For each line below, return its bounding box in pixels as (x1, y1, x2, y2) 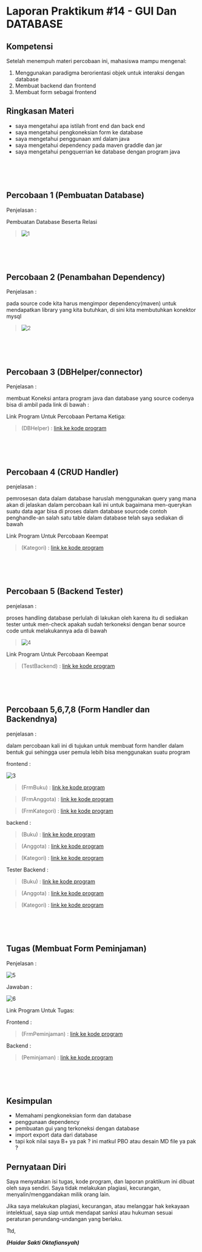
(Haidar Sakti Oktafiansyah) (6, 1239, 80, 1247)
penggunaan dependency (15, 1118, 80, 1126)
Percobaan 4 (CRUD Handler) (6, 467, 119, 477)
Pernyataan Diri (6, 1162, 67, 1172)
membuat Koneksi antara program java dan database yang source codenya (6, 394, 194, 402)
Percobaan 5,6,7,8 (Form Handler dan (6, 705, 150, 715)
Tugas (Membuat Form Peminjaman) (6, 944, 147, 954)
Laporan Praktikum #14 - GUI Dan (6, 4, 177, 18)
